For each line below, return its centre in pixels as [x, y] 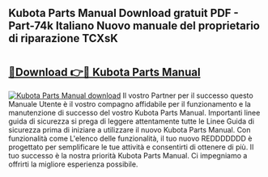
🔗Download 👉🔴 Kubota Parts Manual [104, 72]
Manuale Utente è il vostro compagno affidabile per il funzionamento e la [130, 104]
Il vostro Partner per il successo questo [188, 95]
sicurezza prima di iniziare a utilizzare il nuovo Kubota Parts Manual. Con [130, 130]
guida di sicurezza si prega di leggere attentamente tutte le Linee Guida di [132, 121]
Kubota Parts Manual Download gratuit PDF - [123, 13]
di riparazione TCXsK [64, 38]
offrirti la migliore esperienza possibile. [73, 164]
